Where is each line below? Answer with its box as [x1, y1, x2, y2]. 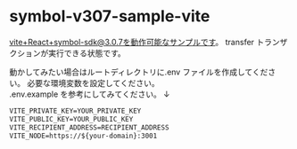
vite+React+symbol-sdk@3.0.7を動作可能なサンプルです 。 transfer [9, 36, 255, 47]
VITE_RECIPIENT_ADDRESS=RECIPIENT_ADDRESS [9, 122, 169, 132]
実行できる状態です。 [47, 47, 127, 59]
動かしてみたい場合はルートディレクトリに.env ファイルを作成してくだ [9, 67, 268, 77]
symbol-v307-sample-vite [9, 6, 210, 27]
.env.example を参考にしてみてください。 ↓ [9, 89, 170, 99]
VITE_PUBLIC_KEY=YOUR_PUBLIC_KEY [9, 114, 134, 123]
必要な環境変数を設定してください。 [26, 77, 161, 88]
